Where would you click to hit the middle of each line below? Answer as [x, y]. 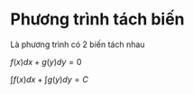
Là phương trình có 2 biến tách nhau [78, 44]
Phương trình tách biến [97, 19]
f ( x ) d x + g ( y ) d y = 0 [46, 61]
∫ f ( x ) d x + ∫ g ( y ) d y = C [49, 79]
